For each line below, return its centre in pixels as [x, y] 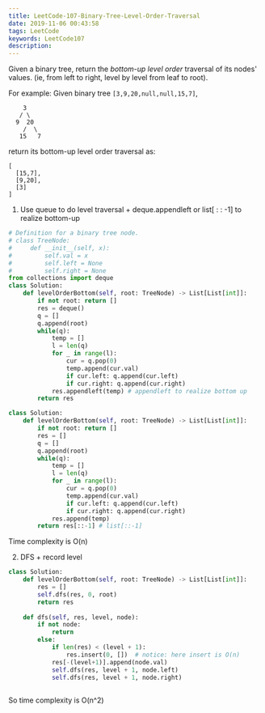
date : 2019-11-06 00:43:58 [54, 23]
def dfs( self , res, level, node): [81, 617]
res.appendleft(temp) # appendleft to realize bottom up [149, 391]
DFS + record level [51, 557]
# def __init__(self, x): [59, 248]
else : [47, 640]
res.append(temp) [81, 519]
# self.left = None [56, 263]
